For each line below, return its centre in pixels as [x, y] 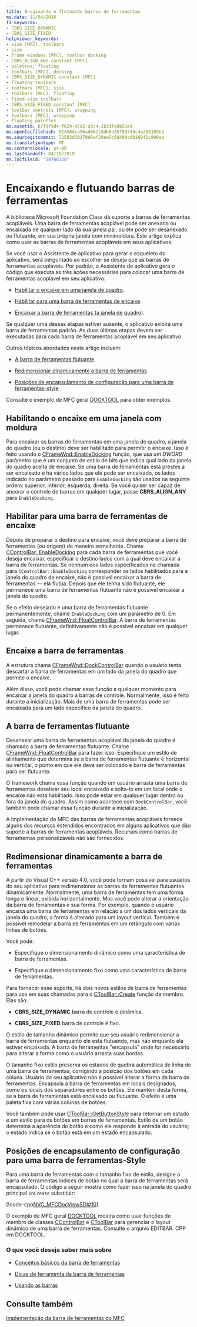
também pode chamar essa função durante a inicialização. [77, 808]
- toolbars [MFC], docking [39, 72]
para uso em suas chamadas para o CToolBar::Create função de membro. [96, 994]
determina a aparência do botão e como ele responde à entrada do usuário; [98, 1126]
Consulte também [40, 1304]
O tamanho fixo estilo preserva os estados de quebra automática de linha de [98, 1065]
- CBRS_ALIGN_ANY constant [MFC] [47, 61]
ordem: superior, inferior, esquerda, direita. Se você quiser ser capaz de [93, 485]
